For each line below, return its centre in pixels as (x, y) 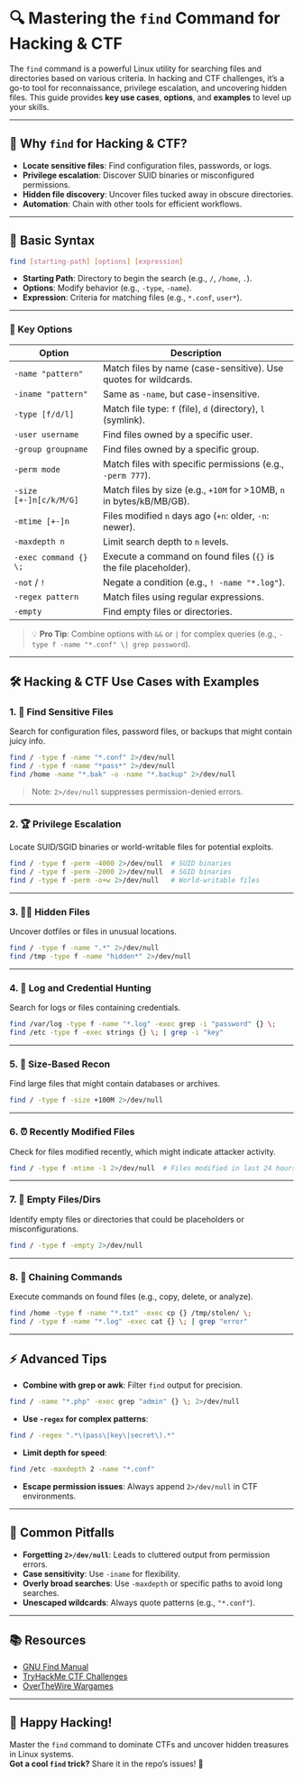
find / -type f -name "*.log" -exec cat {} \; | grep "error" (129, 1321)
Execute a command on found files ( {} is (189, 556)
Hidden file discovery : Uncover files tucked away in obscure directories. (158, 194)
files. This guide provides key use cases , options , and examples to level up (150, 97)
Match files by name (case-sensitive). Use (193, 368)
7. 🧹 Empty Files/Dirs (55, 1199)
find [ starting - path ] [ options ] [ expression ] (96, 261)
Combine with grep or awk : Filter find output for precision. (133, 1385)
